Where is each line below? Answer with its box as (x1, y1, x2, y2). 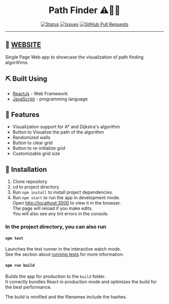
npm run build (5, 263, 35, 268)
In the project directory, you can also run (5, 223, 107, 230)
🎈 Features (5, 110, 40, 119)
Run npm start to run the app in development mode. (12, 195, 120, 201)
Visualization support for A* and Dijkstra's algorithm (12, 124, 120, 130)
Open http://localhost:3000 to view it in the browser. (12, 200, 121, 206)
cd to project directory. (12, 184, 60, 190)
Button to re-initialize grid (12, 145, 65, 151)
